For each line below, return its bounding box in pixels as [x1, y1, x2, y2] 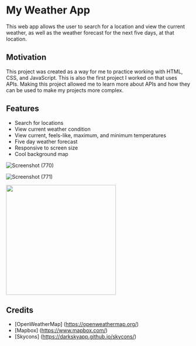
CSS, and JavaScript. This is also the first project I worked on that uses [6, 74, 177, 81]
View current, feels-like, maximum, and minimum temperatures [14, 131, 167, 138]
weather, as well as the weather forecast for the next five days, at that [6, 29, 174, 36]
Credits [6, 305, 34, 315]
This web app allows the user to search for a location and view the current [6, 23, 185, 30]
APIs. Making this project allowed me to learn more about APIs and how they [6, 80, 190, 87]
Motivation [6, 52, 47, 62]
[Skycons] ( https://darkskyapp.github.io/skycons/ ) [14, 333, 136, 340]
